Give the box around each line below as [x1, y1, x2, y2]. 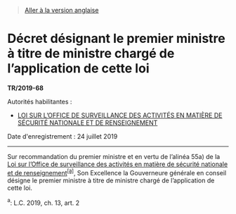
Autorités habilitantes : [7, 97, 72, 106]
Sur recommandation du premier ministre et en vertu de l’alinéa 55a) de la [7, 152, 221, 160]
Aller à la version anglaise [24, 6, 99, 14]
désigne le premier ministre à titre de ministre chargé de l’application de [7, 176, 215, 184]
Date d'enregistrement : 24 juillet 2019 [7, 132, 118, 140]
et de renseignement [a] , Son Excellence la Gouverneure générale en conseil [7, 167, 227, 177]
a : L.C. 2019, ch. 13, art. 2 [7, 197, 80, 207]
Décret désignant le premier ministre [7, 31, 226, 46]
